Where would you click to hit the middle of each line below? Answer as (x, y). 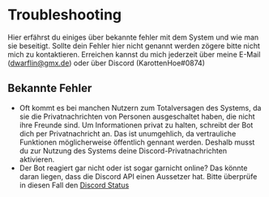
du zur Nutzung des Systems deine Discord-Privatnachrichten (123, 150)
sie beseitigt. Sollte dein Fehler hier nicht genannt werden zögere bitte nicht (134, 45)
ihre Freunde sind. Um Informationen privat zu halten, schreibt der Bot (136, 125)
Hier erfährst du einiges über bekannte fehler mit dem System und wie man (133, 37)
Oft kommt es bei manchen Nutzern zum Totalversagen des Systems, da (140, 107)
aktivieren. (37, 159)
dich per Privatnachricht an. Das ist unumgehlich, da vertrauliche (128, 133)
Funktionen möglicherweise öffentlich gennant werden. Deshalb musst (137, 142)
